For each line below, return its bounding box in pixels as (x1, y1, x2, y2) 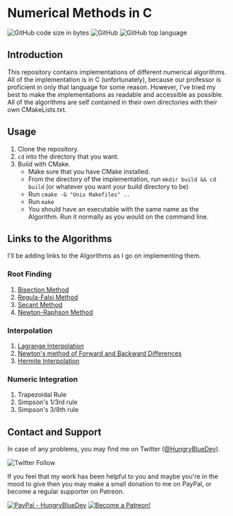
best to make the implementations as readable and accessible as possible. (7, 90, 224, 98)
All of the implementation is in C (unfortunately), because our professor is (7, 75, 221, 84)
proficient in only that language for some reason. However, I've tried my (7, 83, 216, 91)
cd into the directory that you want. (17, 152, 119, 161)
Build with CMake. (17, 159, 71, 168)
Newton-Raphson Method (17, 308, 93, 316)
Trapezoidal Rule (17, 391, 67, 399)
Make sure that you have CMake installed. (28, 167, 150, 176)
